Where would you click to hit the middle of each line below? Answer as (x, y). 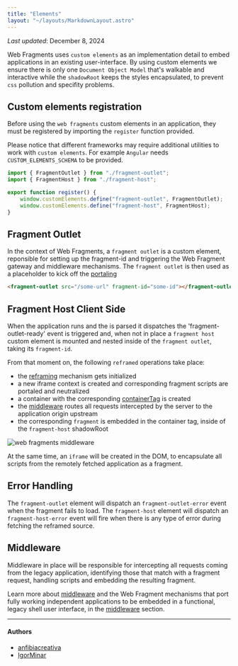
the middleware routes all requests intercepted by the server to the (115, 406)
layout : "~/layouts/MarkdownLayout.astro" (71, 21)
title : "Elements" (34, 14)
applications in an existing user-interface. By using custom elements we (112, 62)
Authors (20, 632)
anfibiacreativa (39, 647)
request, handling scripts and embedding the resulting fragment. (102, 580)
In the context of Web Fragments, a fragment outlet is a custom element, (114, 252)
